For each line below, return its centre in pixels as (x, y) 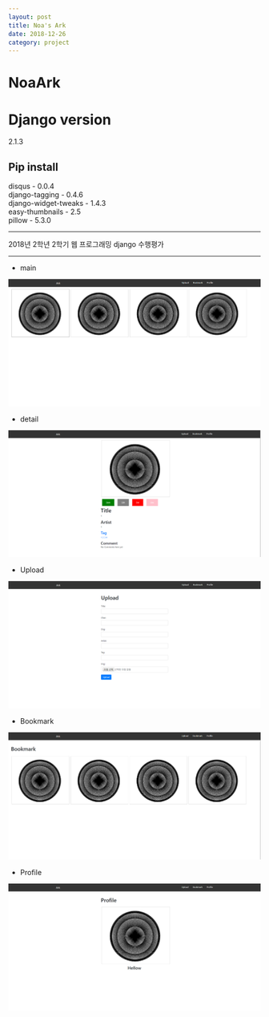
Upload (32, 570)
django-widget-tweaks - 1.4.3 (57, 204)
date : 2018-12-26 (37, 34)
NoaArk (35, 83)
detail (29, 419)
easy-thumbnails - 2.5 (45, 212)
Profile (31, 873)
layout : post (30, 17)
